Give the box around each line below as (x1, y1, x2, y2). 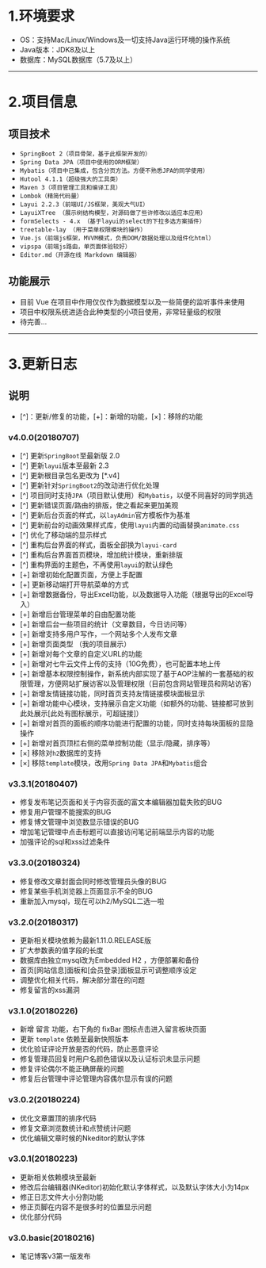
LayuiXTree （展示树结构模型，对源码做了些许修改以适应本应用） (19, 209, 207, 216)
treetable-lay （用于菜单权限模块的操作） (19, 225, 146, 234)
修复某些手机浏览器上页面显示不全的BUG (19, 886, 153, 896)
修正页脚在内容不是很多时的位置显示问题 (19, 1202, 152, 1212)
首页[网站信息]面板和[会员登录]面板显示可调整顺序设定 (19, 965, 197, 975)
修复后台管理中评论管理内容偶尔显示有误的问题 (19, 1074, 173, 1083)
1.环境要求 (8, 7, 75, 25)
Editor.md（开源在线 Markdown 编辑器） (19, 251, 141, 259)
